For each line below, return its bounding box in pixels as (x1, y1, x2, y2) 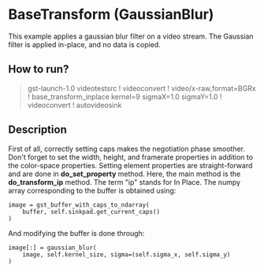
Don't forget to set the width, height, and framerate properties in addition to (8, 152, 254, 162)
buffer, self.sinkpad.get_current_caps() (22, 208, 160, 215)
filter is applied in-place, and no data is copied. (8, 39, 162, 49)
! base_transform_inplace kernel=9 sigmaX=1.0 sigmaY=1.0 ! (27, 92, 222, 101)
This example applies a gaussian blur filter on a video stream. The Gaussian (8, 31, 254, 41)
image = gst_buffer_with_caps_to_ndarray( (8, 200, 150, 209)
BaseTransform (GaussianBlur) (8, 6, 214, 24)
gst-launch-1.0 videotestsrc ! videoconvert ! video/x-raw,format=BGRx (27, 83, 256, 93)
